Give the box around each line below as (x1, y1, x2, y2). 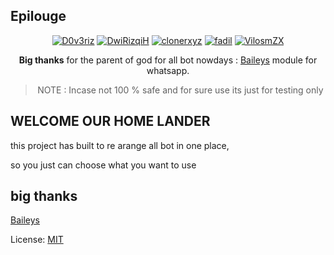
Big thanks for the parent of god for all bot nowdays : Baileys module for (18, 54, 318, 66)
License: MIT (10, 234, 64, 246)
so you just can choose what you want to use (10, 159, 197, 171)
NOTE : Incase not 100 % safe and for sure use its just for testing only (37, 84, 324, 96)
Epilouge (10, 8, 67, 25)
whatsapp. (146, 64, 190, 76)
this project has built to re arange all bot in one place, (10, 139, 230, 151)
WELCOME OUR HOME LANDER (10, 113, 211, 130)
